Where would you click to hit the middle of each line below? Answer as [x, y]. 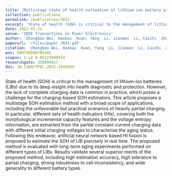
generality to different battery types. [44, 168]
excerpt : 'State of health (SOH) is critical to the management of [79, 24]
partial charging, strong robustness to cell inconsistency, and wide [76, 163]
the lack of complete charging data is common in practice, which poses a [83, 92]
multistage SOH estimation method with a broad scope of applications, [80, 103]
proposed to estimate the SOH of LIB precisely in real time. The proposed [83, 141]
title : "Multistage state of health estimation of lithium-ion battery [83, 10]
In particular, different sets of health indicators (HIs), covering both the [80, 114]
